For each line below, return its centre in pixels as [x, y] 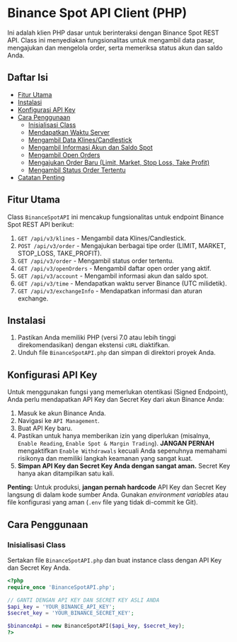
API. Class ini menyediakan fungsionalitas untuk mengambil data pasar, [111, 40]
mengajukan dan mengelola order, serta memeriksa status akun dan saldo [115, 47]
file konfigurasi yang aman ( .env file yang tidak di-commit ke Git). [103, 502]
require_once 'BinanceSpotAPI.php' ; [61, 587]
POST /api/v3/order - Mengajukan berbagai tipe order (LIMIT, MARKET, [122, 245]
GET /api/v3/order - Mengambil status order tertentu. [96, 261]
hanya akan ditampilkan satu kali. [66, 473]
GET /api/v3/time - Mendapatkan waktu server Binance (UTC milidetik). [122, 283]
